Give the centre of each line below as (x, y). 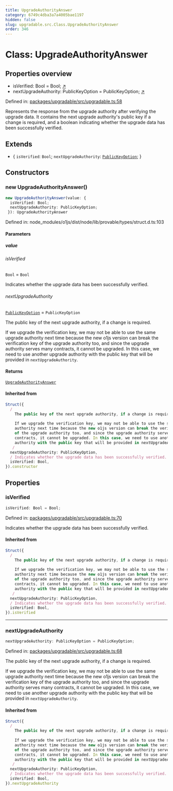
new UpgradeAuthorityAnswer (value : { (46, 198)
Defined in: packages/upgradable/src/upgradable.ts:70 (64, 518)
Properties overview (39, 73)
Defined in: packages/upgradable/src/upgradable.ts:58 (64, 101)
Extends (19, 144)
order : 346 (17, 29)
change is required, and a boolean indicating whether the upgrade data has (85, 122)
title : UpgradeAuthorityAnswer (39, 10)
